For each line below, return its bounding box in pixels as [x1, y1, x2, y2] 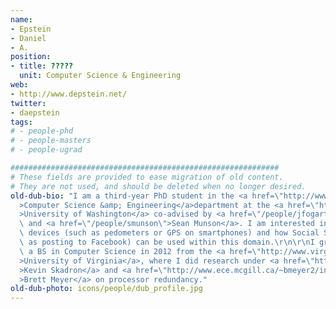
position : [10, 52, 52, 62]
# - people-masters [10, 136, 92, 146]
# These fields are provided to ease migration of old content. [10, 172, 284, 182]
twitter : [10, 98, 47, 108]
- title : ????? [10, 61, 74, 71]
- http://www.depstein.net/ [10, 89, 128, 99]
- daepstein [10, 107, 60, 118]
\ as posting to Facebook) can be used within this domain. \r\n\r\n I [19, 237, 315, 247]
